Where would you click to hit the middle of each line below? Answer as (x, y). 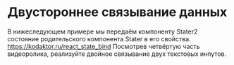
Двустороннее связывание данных (117, 12)
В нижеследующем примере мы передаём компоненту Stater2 (103, 31)
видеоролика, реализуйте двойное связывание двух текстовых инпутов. (117, 54)
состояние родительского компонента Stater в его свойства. (99, 38)
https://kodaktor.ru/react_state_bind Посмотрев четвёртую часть (104, 46)
